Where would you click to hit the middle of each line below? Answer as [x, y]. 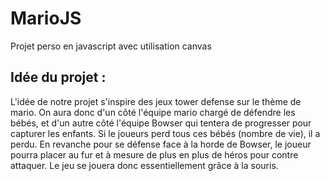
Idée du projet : [58, 77]
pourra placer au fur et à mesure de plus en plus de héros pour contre [154, 154]
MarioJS [46, 18]
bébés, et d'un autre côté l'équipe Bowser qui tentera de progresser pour [161, 123]
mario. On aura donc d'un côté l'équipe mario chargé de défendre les [153, 112]
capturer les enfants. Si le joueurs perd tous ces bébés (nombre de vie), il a [165, 133]
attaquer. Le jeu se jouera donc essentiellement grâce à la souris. [144, 165]
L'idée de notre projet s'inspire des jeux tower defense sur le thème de [156, 101]
